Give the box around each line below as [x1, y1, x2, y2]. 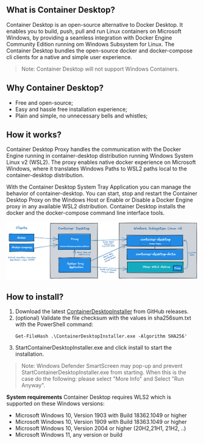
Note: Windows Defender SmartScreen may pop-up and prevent [21, 362, 183, 370]
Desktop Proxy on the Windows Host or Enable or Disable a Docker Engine [6, 196, 194, 203]
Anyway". [21, 382, 46, 389]
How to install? [6, 292, 64, 302]
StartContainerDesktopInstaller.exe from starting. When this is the [21, 368, 187, 376]
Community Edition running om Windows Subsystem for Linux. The [6, 40, 175, 48]
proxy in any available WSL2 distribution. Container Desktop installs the [6, 203, 186, 210]
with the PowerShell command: [15, 321, 93, 328]
